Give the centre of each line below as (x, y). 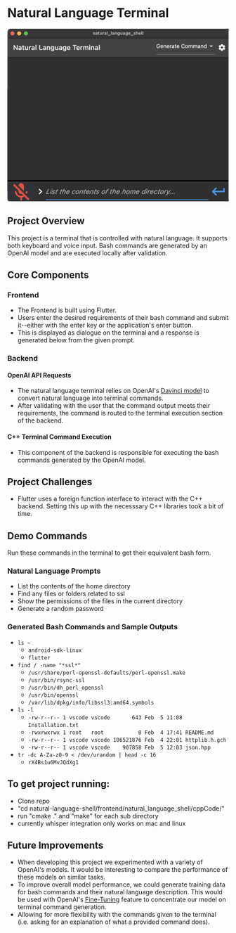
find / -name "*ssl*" (49, 665)
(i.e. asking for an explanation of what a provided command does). (113, 922)
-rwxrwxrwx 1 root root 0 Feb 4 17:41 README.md (121, 733)
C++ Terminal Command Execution (59, 437)
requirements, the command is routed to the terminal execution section (120, 413)
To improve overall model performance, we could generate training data (122, 884)
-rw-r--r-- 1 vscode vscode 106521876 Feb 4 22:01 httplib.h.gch (127, 740)
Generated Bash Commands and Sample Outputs (92, 627)
